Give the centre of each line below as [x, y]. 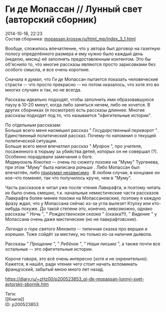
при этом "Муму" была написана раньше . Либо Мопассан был [72, 167]
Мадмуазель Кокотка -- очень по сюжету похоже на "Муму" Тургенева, [82, 162]
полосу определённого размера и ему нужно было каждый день [74, 54]
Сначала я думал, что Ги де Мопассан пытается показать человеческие [82, 79]
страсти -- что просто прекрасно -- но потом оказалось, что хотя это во [82, 84]
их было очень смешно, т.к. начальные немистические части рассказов [82, 193]
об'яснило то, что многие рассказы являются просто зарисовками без [81, 64]
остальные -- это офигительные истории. [49, 249]
